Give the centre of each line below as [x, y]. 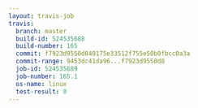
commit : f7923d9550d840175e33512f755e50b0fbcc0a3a [103, 54]
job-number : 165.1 [47, 76]
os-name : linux [41, 84]
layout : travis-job [41, 16]
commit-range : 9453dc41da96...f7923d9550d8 [90, 62]
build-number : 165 [47, 46]
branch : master [41, 31]
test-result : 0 [41, 91]
